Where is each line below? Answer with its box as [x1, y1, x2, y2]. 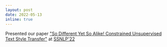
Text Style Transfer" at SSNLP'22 [5, 36, 75, 42]
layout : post [5, 7, 33, 13]
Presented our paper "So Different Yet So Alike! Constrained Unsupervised [5, 31, 162, 37]
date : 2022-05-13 [5, 12, 42, 17]
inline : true [5, 17, 33, 22]
